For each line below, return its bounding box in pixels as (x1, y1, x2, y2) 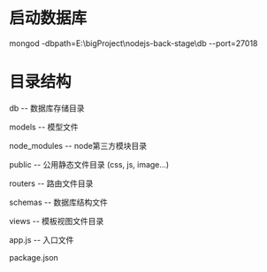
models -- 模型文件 (9, 121, 79, 132)
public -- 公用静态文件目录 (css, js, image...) (9, 159, 170, 169)
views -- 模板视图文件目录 (9, 215, 104, 226)
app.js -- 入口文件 (9, 234, 74, 245)
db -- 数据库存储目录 (9, 103, 85, 113)
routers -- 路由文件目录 (9, 178, 94, 189)
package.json (9, 252, 59, 262)
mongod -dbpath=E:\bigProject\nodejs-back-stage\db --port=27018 (9, 37, 258, 49)
